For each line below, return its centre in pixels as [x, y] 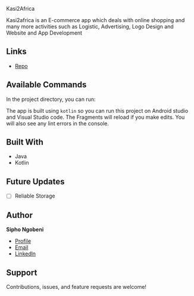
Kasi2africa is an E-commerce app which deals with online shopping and [96, 20]
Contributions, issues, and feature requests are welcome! [76, 286]
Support [22, 272]
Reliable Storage [35, 196]
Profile [23, 241]
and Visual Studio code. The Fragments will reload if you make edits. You [96, 117]
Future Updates [35, 181]
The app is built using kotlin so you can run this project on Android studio [97, 110]
